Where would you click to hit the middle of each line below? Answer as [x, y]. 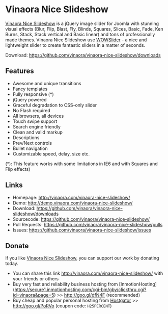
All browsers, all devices [38, 116]
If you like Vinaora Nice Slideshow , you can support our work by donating [82, 258]
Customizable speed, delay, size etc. [51, 153]
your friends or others [36, 279]
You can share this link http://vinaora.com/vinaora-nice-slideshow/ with [88, 273]
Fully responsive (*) [33, 94]
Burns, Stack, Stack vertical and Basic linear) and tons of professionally [80, 34]
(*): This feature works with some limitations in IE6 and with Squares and [81, 164]
